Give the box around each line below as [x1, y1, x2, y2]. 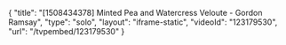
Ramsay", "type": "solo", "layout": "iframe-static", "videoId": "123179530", [8, 17, 278, 27]
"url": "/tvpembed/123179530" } [8, 26, 125, 36]
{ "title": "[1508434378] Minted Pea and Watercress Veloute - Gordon [8, 8, 263, 18]
